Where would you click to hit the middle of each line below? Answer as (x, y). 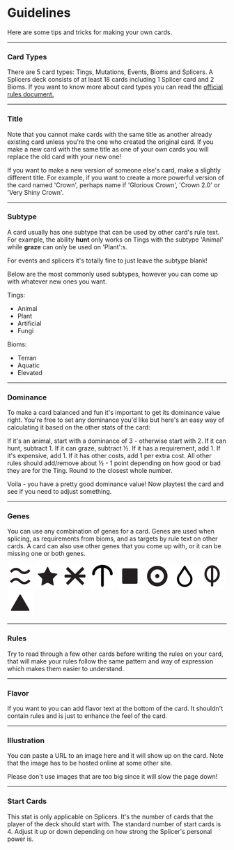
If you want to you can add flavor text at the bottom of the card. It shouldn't (115, 709)
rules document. (31, 94)
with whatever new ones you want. (57, 281)
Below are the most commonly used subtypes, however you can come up (112, 274)
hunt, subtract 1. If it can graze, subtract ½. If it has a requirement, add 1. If (114, 448)
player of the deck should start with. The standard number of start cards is (114, 824)
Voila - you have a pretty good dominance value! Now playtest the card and (116, 484)
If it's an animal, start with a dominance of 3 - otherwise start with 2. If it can (117, 441)
